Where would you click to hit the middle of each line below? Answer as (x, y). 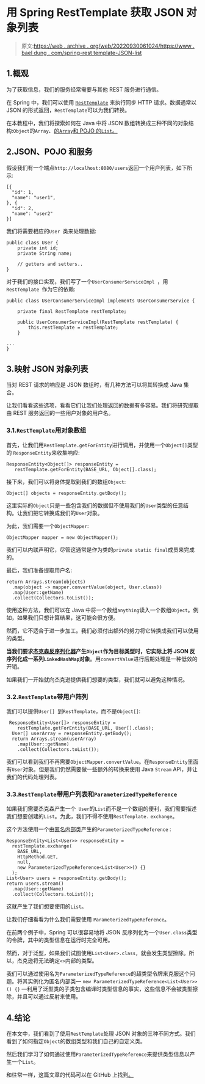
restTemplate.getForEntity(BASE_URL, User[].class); (86, 728)
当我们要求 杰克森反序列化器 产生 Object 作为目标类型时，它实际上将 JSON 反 (101, 651)
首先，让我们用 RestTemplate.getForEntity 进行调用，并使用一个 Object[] (97, 445)
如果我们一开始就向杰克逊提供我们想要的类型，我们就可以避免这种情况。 (97, 679)
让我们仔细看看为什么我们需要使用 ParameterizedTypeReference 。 (88, 920)
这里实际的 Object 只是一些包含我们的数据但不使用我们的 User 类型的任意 (95, 505)
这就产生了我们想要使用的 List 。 (47, 906)
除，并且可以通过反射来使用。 (44, 997)
